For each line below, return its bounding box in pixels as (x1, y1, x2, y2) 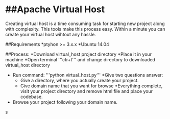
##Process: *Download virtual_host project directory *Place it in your (5, 51, 152, 57)
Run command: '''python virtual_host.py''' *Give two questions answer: (12, 72, 163, 78)
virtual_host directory (5, 62, 50, 68)
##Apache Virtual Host (5, 4, 105, 15)
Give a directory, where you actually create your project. (20, 77, 139, 83)
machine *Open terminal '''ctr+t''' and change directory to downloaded (5, 56, 156, 62)
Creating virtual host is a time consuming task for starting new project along (5, 20, 165, 27)
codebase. (20, 93, 43, 100)
